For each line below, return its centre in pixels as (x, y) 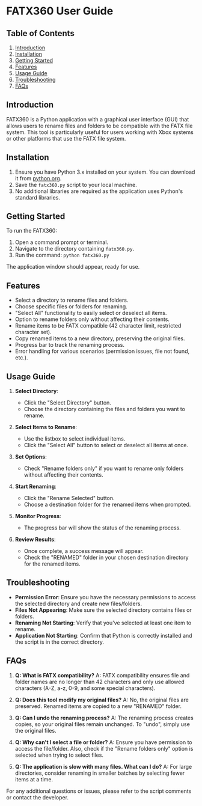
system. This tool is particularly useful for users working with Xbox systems (100, 132)
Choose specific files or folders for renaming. (71, 307)
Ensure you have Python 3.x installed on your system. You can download (105, 172)
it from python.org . (38, 178)
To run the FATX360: (32, 231)
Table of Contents (41, 33)
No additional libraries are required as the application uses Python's (99, 191)
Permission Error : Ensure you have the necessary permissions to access (105, 597)
